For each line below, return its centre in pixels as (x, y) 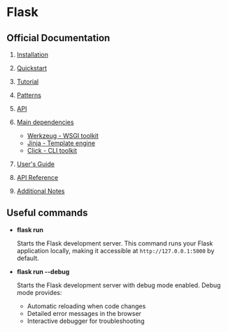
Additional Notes (41, 191)
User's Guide (36, 164)
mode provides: (39, 292)
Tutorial (28, 82)
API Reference (37, 178)
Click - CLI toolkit (52, 150)
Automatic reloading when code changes (86, 306)
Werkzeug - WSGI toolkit (63, 136)
